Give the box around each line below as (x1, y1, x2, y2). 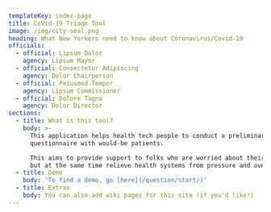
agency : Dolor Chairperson (23, 72, 114, 80)
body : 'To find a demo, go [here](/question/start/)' (23, 177, 207, 185)
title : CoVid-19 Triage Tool (8, 19, 106, 27)
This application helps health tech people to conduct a (29, 131, 226, 139)
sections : (8, 110, 42, 118)
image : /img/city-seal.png (8, 27, 99, 35)
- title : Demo (15, 168, 63, 177)
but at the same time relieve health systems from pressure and (29, 161, 251, 169)
